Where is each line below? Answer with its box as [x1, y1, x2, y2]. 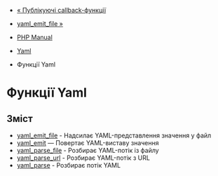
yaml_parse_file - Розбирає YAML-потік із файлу [16, 147, 159, 154]
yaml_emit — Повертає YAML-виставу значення [16, 139, 159, 147]
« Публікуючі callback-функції [16, 6, 107, 14]
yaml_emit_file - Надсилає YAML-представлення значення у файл [16, 131, 212, 140]
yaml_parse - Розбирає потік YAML [16, 161, 121, 169]
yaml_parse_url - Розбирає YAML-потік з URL [16, 154, 150, 162]
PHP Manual [16, 33, 53, 41]
